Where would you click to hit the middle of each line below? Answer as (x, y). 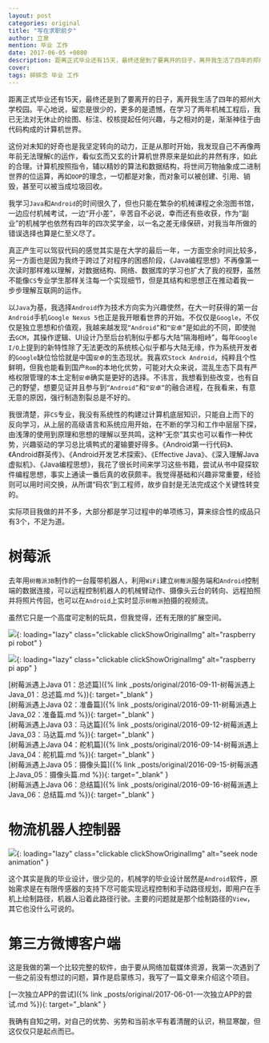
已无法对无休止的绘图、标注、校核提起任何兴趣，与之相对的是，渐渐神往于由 (134, 119)
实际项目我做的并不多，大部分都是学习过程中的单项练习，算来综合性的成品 (131, 511)
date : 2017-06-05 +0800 (48, 53)
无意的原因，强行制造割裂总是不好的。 (71, 397)
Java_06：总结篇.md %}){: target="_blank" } (81, 794)
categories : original (44, 23)
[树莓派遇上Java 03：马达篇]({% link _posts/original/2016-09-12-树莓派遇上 (133, 724)
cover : (19, 68)
